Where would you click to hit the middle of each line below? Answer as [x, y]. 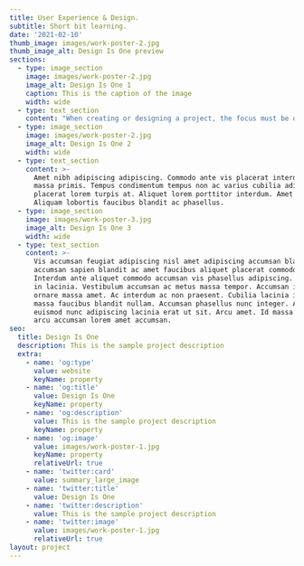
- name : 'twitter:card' [71, 472]
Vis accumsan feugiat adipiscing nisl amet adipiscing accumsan [157, 262]
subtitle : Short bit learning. [68, 26]
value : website [62, 371]
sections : [28, 60]
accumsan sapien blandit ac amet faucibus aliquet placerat [149, 270]
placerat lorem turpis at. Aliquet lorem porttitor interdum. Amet [163, 194]
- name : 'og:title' [62, 388]
